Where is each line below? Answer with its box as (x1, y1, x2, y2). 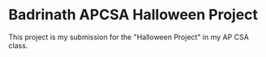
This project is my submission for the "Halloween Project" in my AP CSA (8, 32, 249, 42)
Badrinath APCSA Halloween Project (8, 6, 258, 24)
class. (8, 40, 28, 50)
